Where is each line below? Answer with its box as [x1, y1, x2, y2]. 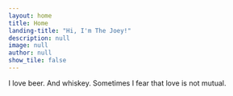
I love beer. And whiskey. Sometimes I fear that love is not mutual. [8, 78, 227, 88]
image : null [8, 42, 48, 50]
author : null [8, 49, 52, 57]
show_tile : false [8, 57, 67, 65]
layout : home [8, 11, 52, 20]
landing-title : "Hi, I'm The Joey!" [8, 26, 131, 34]
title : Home [8, 19, 48, 27]
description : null [8, 34, 70, 42]
